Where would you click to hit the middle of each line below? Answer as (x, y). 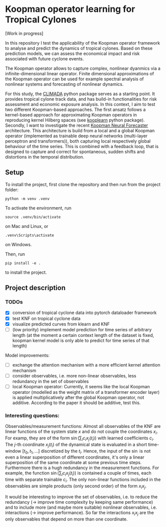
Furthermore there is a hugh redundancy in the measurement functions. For (82, 468)
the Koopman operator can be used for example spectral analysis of (75, 79)
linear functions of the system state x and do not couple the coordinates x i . (82, 432)
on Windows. (19, 244)
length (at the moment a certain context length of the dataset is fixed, (83, 335)
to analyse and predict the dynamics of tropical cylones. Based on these (79, 48)
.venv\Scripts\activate (30, 235)
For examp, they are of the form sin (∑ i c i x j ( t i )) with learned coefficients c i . (80, 438)
